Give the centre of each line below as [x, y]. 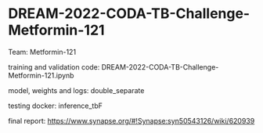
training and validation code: [54, 66]
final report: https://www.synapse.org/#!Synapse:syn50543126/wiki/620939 [131, 120]
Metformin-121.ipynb [41, 75]
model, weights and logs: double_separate [76, 90]
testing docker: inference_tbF [56, 106]
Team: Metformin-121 [42, 52]
